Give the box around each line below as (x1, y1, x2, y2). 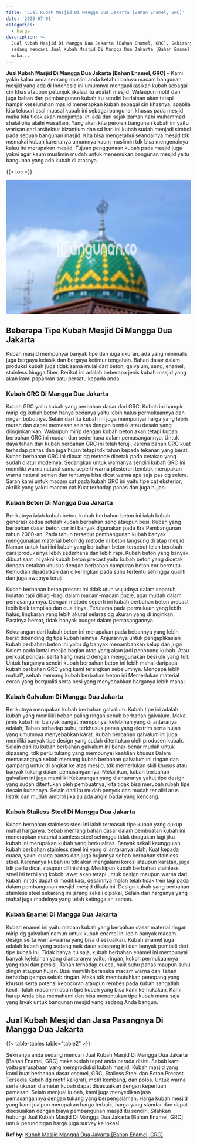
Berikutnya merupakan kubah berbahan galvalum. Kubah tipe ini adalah (6, 706, 179, 713)
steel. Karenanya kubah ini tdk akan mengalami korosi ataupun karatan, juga (6, 859, 190, 866)
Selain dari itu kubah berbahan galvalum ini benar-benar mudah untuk (6, 743, 175, 750)
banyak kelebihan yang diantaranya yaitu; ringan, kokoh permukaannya (6, 955, 178, 962)
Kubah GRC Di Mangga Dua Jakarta (6, 390, 109, 398)
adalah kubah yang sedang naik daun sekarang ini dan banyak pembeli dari (6, 942, 189, 949)
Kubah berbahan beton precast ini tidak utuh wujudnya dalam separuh (6, 585, 176, 593)
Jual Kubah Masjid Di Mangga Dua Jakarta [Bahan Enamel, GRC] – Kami (6, 69, 184, 76)
